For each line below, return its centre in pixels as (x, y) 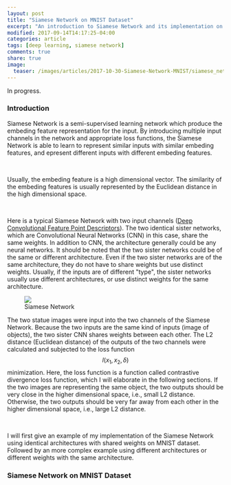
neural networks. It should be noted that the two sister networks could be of (115, 250)
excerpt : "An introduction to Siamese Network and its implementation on (115, 26)
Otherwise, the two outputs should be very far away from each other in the (113, 401)
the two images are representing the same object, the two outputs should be (115, 387)
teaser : (24, 71)
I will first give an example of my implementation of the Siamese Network (111, 435)
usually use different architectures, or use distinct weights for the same (108, 279)
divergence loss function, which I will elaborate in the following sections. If (113, 380)
